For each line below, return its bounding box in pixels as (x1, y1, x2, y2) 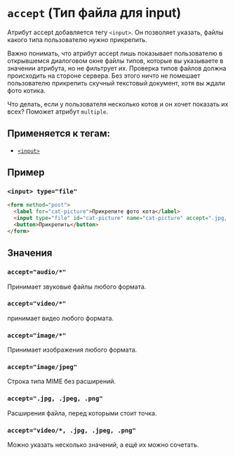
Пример (7, 167, 45, 179)
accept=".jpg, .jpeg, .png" (7, 394, 103, 403)
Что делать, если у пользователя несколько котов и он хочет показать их (7, 99, 229, 108)
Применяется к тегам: (7, 127, 111, 139)
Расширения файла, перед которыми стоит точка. (7, 408, 157, 417)
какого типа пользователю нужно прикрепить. (7, 35, 147, 43)
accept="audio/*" (7, 268, 67, 276)
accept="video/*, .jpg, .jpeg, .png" (7, 426, 137, 434)
